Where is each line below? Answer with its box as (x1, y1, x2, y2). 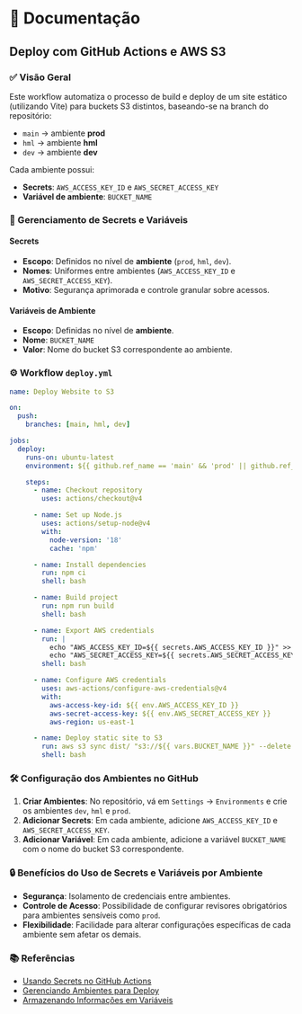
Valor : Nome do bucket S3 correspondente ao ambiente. (22, 344, 233, 355)
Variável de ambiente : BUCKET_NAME (22, 191, 153, 201)
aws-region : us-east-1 (49, 717, 135, 726)
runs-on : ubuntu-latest (25, 453, 115, 462)
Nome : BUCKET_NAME (22, 334, 94, 345)
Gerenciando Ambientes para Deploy (22, 984, 160, 996)
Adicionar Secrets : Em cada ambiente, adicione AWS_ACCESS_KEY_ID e (22, 815, 279, 826)
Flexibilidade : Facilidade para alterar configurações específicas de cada (22, 919, 291, 929)
